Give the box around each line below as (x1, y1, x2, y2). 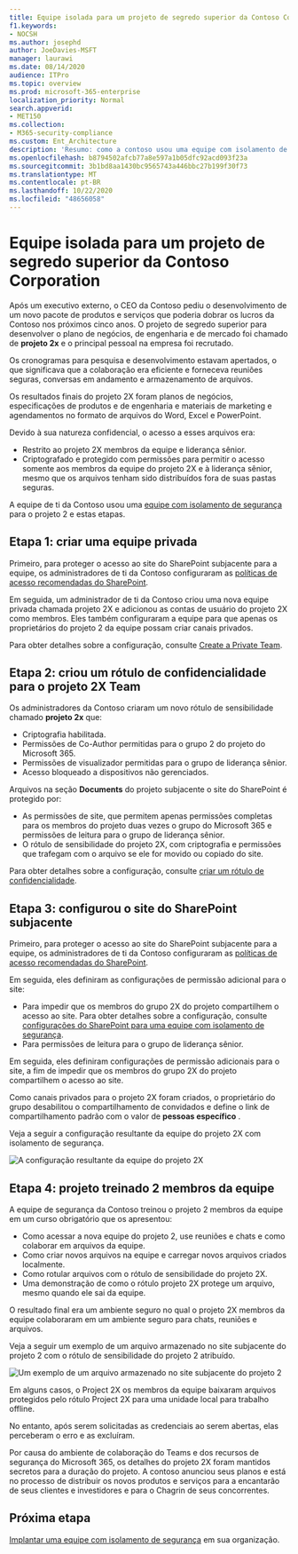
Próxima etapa (9, 1510, 91, 1526)
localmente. (21, 1259, 66, 1270)
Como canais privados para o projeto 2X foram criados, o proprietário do (9, 1092, 276, 1103)
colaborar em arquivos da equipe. (21, 1241, 146, 1251)
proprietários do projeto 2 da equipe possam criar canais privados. (9, 622, 254, 633)
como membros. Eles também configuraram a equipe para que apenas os (9, 613, 278, 623)
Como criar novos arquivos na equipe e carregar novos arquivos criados (21, 1249, 286, 1261)
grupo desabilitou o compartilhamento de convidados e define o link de (9, 1102, 271, 1113)
